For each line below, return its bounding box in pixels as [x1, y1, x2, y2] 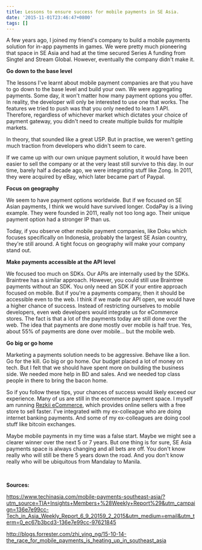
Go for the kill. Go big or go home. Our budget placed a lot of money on [6, 357, 184, 365]
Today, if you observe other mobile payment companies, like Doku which [6, 228, 187, 235]
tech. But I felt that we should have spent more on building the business [6, 364, 185, 371]
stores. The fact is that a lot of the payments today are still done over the [6, 315, 187, 322]
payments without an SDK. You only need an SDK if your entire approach [6, 283, 187, 290]
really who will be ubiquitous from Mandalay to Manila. [6, 458, 142, 465]
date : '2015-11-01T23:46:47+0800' [6, 14, 93, 21]
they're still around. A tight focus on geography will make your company [6, 240, 185, 248]
